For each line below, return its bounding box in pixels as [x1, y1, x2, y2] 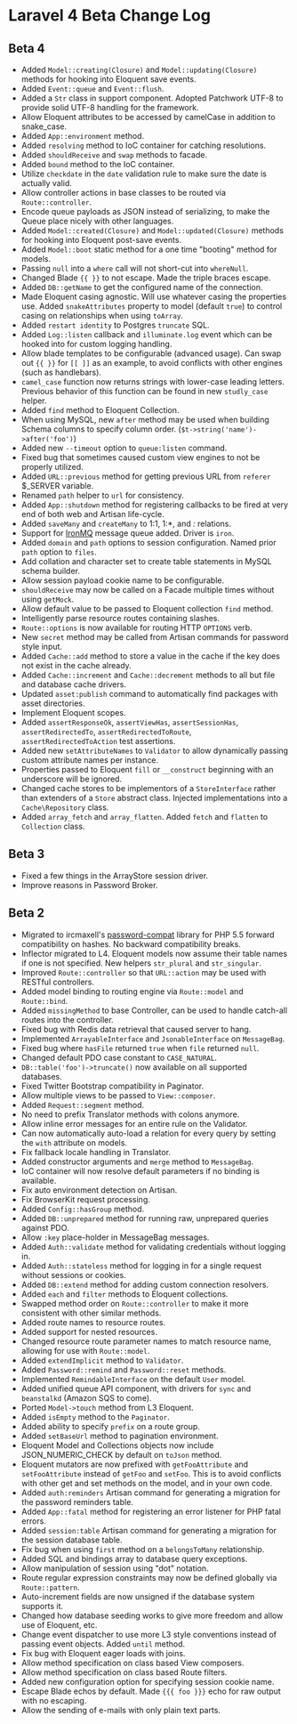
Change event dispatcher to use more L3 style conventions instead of [20, 1629, 277, 1639]
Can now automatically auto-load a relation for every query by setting [20, 1128, 277, 1138]
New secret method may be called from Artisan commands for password [20, 632, 289, 642]
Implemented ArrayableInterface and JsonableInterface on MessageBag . [20, 1033, 285, 1044]
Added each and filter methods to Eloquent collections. [20, 1288, 229, 1299]
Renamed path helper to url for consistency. [20, 490, 184, 500]
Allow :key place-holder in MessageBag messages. [20, 1232, 210, 1242]
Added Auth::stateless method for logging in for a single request [20, 1260, 262, 1271]
